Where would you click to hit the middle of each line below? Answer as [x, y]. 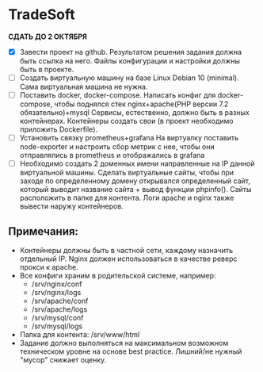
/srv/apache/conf [60, 301]
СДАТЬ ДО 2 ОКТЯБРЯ [48, 36]
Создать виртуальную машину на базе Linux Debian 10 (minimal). [129, 78]
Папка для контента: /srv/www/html [80, 335]
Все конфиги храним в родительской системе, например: [118, 276]
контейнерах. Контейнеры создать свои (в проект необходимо [126, 121]
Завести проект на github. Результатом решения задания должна [131, 52]
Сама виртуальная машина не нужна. [84, 87]
